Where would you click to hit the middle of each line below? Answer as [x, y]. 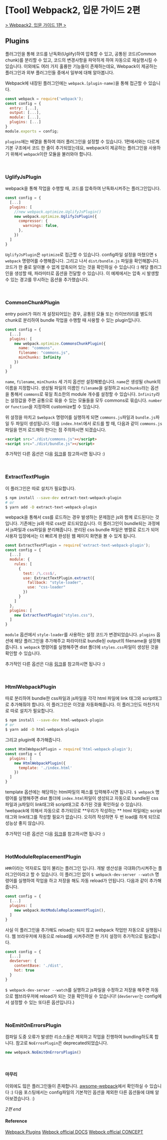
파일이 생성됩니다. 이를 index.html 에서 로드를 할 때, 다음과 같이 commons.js [89, 423]
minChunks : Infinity [40, 358]
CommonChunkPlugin [32, 302]
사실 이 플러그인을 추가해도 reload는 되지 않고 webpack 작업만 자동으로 [75, 930]
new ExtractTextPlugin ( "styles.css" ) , [54, 615]
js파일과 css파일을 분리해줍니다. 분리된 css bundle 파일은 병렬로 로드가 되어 [84, 530]
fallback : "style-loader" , [55, 582]
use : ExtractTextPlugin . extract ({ [59, 578]
